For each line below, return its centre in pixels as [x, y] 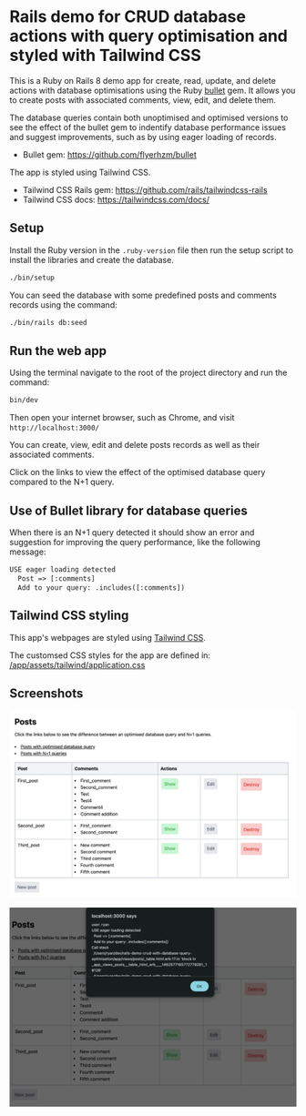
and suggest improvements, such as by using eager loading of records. [143, 137]
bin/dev [24, 401]
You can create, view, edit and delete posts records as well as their [135, 445]
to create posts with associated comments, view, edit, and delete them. [143, 100]
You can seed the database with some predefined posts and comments [143, 295]
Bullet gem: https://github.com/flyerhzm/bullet [110, 154]
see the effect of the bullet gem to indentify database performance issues [148, 127]
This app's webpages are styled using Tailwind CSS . [108, 637]
